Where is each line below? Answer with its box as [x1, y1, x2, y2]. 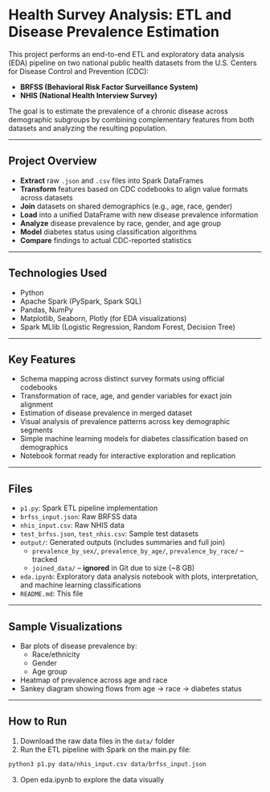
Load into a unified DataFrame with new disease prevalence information [19, 209, 259, 219]
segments [19, 425, 54, 435]
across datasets [19, 192, 74, 202]
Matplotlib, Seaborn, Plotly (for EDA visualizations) [19, 313, 187, 323]
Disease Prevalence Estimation [8, 23, 219, 41]
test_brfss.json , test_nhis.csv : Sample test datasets [19, 529, 199, 538]
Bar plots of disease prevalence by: [19, 641, 137, 650]
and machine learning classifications [19, 580, 142, 590]
